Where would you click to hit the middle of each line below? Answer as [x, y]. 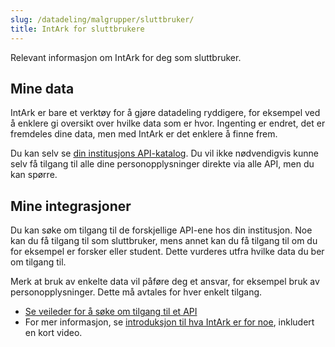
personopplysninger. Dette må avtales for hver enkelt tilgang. [136, 292]
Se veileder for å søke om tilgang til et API [111, 312]
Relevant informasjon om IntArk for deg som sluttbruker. [126, 57]
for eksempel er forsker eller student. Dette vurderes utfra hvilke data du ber [167, 252]
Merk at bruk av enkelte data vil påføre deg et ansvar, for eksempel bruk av [165, 282]
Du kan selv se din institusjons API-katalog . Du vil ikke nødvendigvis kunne [165, 153]
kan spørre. [34, 175]
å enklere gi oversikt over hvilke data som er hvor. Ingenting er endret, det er [168, 123]
